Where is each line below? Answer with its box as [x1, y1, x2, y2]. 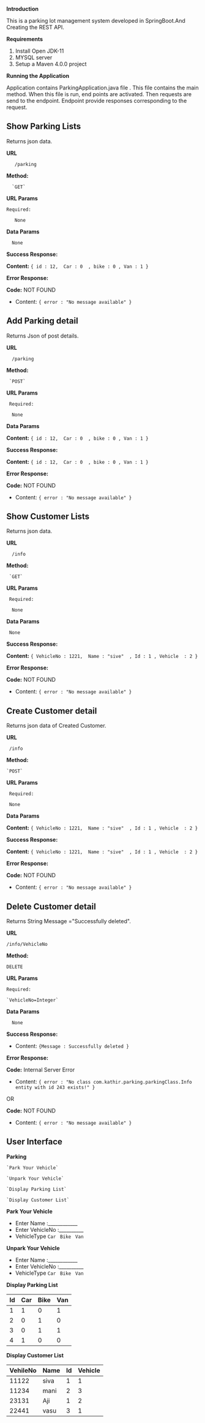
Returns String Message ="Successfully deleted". [6, 918, 132, 925]
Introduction [6, 6, 39, 12]
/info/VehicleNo [6, 942, 48, 948]
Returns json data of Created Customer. [6, 722, 106, 730]
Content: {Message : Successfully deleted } [15, 1043, 130, 1050]
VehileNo [9, 1366, 37, 1375]
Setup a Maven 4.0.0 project [15, 61, 87, 67]
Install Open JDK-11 [15, 47, 64, 55]
